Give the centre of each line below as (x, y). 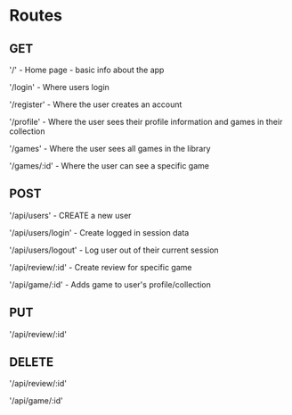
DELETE (32, 362)
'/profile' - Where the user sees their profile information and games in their (146, 122)
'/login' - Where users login (59, 87)
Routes (36, 16)
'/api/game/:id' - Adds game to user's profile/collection (110, 284)
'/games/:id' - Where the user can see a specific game (109, 166)
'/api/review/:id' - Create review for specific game (101, 267)
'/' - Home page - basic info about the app (87, 70)
